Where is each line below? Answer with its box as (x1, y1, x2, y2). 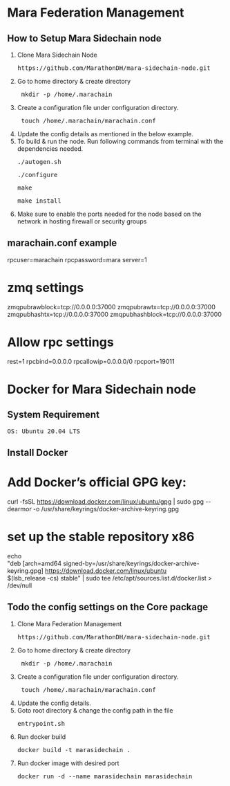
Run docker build (17, 732, 66, 741)
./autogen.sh (17, 158, 61, 165)
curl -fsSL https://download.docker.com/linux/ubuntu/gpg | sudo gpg (7, 497, 204, 506)
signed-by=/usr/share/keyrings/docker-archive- (63, 559, 200, 567)
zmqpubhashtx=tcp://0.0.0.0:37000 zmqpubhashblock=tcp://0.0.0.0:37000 (7, 310, 222, 318)
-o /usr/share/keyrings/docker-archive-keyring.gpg (33, 505, 180, 513)
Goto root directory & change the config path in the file (17, 706, 173, 714)
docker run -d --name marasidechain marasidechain (17, 772, 193, 780)
